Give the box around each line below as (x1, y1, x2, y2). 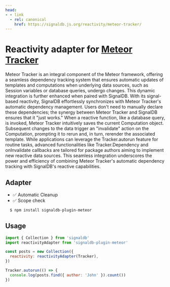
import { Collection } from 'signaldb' (5, 235, 90, 240)
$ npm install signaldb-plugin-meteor (10, 207, 92, 213)
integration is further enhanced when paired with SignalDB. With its (5, 93, 146, 99)
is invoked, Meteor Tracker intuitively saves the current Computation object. (5, 120, 164, 126)
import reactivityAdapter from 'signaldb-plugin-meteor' (5, 240, 128, 245)
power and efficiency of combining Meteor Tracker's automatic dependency (5, 158, 165, 164)
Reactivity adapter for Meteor (5, 44, 133, 55)
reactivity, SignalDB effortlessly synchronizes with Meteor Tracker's (19, 98, 161, 105)
